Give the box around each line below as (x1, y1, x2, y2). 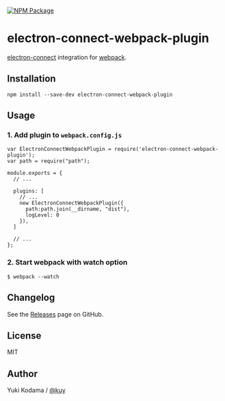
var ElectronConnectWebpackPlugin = (7, 146, 111, 153)
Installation (7, 73, 56, 85)
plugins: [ (13, 188, 44, 195)
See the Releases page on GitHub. (7, 310, 104, 318)
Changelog (7, 292, 55, 304)
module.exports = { (7, 170, 63, 177)
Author (7, 367, 38, 380)
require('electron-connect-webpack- (114, 146, 219, 153)
